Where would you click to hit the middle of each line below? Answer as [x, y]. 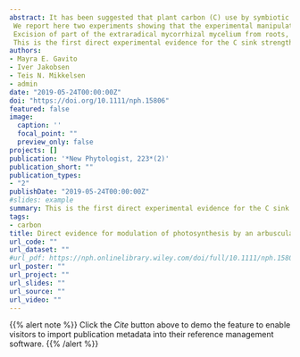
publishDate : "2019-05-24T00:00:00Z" [79, 192]
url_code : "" [33, 242]
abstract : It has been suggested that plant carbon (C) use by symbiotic [150, 17]
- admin [24, 84]
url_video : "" [36, 300]
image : [21, 117]
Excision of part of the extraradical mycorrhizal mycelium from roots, [151, 34]
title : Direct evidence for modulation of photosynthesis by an [131, 233]
